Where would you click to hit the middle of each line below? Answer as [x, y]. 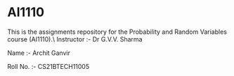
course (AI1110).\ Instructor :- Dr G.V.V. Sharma [75, 39]
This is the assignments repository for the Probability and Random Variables [117, 32]
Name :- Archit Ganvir [39, 53]
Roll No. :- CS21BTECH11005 [48, 66]
